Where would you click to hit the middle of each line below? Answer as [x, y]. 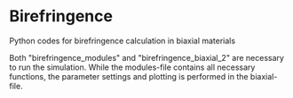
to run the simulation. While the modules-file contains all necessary [132, 67]
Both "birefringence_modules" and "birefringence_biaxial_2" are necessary [146, 57]
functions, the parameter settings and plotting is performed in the [129, 76]
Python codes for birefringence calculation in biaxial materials [123, 41]
